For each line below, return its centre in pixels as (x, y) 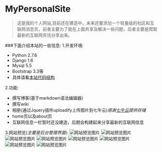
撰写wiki (20, 104)
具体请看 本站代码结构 (33, 77)
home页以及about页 (32, 116)
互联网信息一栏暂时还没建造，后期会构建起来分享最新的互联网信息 (78, 122)
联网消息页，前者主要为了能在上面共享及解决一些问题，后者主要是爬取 (87, 29)
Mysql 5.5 (22, 65)
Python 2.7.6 (24, 55)
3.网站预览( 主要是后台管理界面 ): (37, 133)
